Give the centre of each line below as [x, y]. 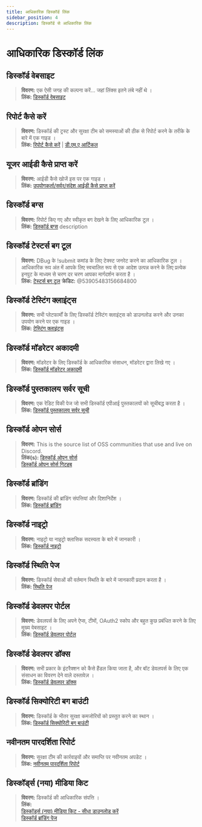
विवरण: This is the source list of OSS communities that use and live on [106, 444]
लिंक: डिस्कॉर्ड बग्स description [54, 226]
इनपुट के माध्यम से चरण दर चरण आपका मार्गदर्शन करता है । [78, 274]
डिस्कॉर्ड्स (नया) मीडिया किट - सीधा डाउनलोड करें [70, 811]
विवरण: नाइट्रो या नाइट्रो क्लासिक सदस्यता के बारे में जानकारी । [81, 539]
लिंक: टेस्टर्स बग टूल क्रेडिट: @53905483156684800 [79, 281]
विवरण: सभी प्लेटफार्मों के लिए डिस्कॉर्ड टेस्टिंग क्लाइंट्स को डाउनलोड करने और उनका [103, 315]
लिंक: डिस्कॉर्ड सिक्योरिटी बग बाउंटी [55, 723]
